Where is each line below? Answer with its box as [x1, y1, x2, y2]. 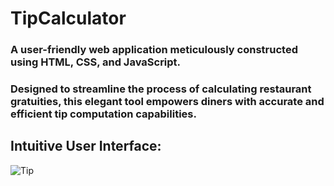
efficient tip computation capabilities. [10, 107, 197, 121]
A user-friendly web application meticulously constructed [10, 43, 298, 57]
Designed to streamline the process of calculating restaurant [10, 82, 312, 96]
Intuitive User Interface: [10, 138, 162, 155]
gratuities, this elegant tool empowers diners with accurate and [10, 95, 325, 109]
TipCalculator [10, 7, 127, 30]
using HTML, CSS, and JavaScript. [10, 55, 182, 69]
